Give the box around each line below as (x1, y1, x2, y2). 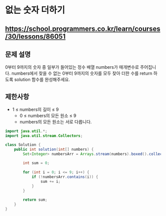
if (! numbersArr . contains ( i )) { (31, 174, 98, 179)
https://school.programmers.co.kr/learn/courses (5, 24, 161, 33)
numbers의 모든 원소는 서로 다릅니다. (19, 119, 92, 125)
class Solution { (5, 142, 41, 147)
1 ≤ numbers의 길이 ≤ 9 (12, 107, 59, 113)
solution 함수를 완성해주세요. (14, 77, 70, 83)
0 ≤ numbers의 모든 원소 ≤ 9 (19, 113, 77, 119)
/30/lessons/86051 (5, 32, 66, 41)
